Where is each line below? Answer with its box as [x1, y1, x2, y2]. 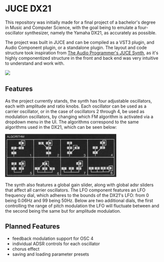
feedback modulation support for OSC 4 [12, 235, 94, 241]
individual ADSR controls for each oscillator [12, 240, 100, 247]
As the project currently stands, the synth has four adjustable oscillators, [5, 98, 152, 104]
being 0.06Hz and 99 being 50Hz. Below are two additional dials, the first [5, 197, 153, 203]
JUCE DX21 [5, 3, 52, 14]
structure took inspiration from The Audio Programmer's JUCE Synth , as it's [5, 50, 159, 56]
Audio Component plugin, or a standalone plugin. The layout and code [5, 44, 147, 50]
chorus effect [12, 246, 40, 252]
